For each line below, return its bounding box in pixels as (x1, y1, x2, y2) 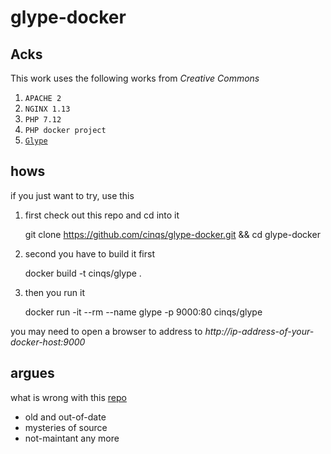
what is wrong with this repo (10, 391, 127, 403)
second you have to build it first (24, 247, 155, 260)
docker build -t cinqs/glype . (24, 267, 142, 279)
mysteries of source (24, 421, 108, 433)
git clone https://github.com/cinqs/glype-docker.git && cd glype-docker (24, 228, 321, 240)
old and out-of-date (24, 411, 107, 423)
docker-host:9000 (10, 336, 86, 348)
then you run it (24, 286, 85, 298)
